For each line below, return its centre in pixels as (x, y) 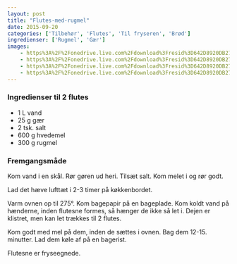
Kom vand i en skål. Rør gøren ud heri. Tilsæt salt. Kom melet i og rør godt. (115, 176)
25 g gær (31, 120)
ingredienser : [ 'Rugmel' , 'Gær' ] (56, 40)
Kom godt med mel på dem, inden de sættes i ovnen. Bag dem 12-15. (107, 232)
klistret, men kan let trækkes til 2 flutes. (65, 218)
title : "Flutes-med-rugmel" (49, 20)
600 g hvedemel (41, 135)
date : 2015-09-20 (33, 27)
